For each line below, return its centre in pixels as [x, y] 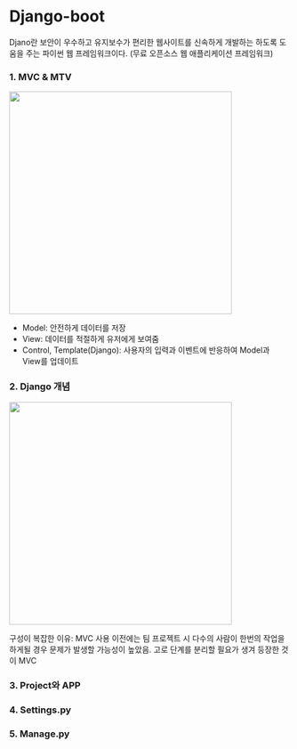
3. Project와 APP [45, 686]
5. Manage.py [40, 734]
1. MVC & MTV [40, 77]
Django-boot [57, 16]
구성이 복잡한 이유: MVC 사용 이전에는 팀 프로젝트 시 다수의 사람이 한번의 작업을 [147, 638]
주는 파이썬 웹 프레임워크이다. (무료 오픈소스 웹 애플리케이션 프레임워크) [149, 53]
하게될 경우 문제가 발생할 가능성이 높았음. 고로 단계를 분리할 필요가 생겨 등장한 [144, 649]
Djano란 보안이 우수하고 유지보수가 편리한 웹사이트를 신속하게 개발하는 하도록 [143, 42]
